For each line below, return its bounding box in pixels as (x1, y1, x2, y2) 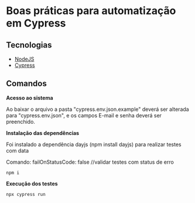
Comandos (6, 79, 47, 89)
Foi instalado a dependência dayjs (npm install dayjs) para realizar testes (6, 141, 182, 148)
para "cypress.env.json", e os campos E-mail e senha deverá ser (6, 111, 162, 119)
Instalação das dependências (6, 129, 80, 136)
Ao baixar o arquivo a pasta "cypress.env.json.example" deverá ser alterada (6, 106, 189, 113)
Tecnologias (6, 40, 52, 50)
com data (6, 147, 29, 154)
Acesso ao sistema (6, 94, 54, 101)
